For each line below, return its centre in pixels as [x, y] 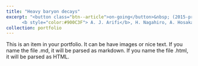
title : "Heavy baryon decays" [43, 11]
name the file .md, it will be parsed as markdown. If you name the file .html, [97, 51]
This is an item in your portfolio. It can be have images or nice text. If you [94, 44]
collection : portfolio [34, 28]
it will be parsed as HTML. [38, 57]
